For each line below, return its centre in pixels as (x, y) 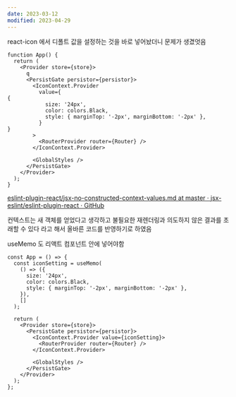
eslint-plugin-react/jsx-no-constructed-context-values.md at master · (108, 198)
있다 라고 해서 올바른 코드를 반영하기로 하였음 (90, 229)
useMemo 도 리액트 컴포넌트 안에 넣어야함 (66, 244)
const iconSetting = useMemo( (58, 263)
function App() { (33, 55)
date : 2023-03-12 (33, 14)
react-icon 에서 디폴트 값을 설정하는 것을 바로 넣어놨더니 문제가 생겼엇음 (107, 41)
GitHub (94, 205)
